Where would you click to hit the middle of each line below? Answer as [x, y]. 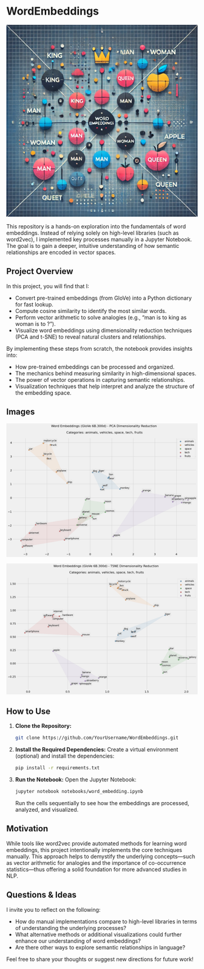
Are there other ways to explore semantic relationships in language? [100, 947]
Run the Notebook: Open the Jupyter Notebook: [76, 780]
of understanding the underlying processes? [70, 928]
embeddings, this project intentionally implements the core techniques [94, 850]
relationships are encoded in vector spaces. [61, 252]
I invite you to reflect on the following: [53, 909]
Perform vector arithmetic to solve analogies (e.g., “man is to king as [101, 317]
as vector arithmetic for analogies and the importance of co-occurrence [96, 862]
